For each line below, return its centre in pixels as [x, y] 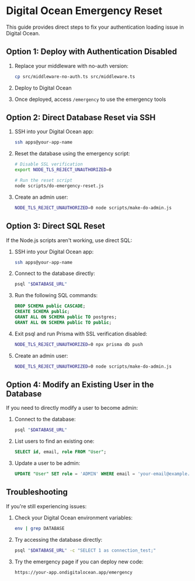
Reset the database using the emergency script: [72, 154]
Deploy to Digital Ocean [43, 88]
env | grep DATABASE [39, 528]
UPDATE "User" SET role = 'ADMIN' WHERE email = [75, 474]
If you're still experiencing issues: [46, 506]
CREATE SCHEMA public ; [42, 312]
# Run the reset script [43, 181]
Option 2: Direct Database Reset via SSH [81, 118]
